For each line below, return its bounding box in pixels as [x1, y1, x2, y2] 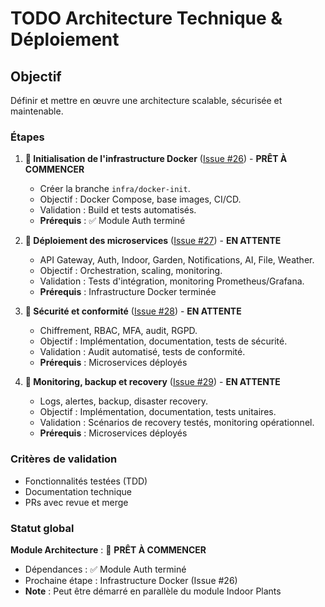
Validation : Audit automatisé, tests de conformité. [39, 346, 246, 358]
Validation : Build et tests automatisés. [39, 204, 197, 216]
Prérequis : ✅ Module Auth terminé [39, 215, 186, 227]
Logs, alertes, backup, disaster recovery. [39, 395, 209, 407]
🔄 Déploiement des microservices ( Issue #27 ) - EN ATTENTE [24, 235, 282, 247]
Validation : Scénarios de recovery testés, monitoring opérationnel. [39, 417, 315, 429]
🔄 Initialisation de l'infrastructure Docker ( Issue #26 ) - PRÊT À [24, 153, 288, 165]
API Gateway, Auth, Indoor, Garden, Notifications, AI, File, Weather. [39, 254, 315, 266]
